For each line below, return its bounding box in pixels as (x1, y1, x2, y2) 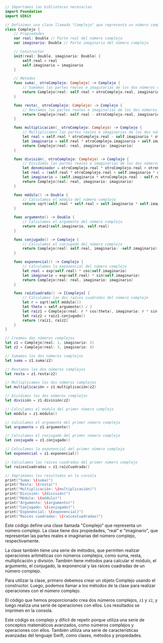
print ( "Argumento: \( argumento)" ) (5, 500, 75, 505)
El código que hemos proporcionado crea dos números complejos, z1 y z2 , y (5, 597, 158, 603)
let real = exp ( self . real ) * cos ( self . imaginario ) (22, 268, 127, 273)
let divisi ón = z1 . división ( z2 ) (5, 398, 70, 403)
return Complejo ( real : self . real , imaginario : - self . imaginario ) (22, 246, 158, 251)
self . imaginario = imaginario (22, 63, 83, 68)
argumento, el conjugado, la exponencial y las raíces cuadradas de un (5, 563, 145, 569)
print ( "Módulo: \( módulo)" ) (5, 496, 62, 501)
